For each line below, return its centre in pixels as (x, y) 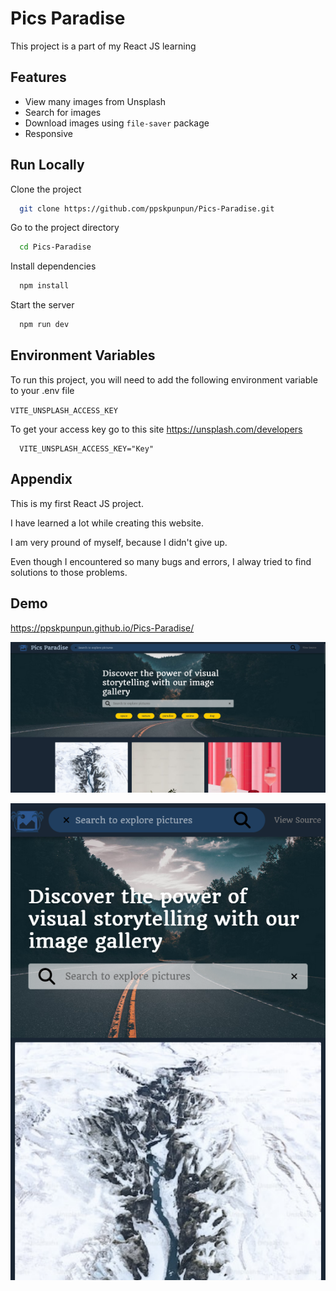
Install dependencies (53, 266)
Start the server (42, 305)
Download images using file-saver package (117, 123)
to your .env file (42, 390)
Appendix (41, 479)
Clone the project (46, 189)
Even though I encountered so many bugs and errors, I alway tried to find (161, 561)
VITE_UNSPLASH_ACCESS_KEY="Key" (87, 448)
